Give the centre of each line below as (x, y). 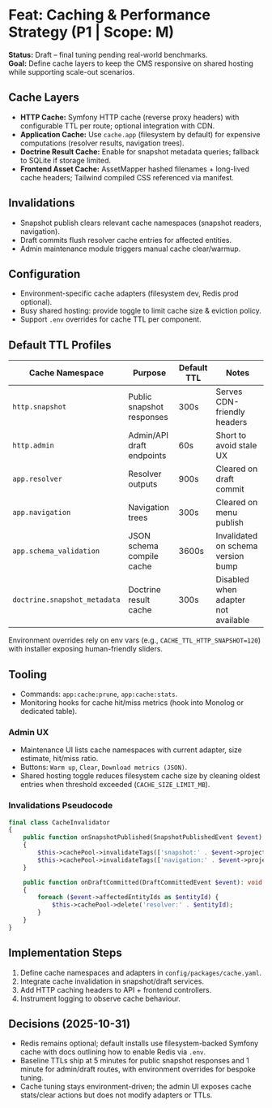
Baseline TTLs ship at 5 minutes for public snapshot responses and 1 (134, 1061)
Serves (229, 392)
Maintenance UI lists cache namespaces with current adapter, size (131, 750)
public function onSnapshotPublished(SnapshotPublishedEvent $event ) (143, 837)
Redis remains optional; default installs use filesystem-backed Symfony (139, 1043)
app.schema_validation (56, 551)
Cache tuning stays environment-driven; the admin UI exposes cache (136, 1087)
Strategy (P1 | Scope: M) (91, 32)
